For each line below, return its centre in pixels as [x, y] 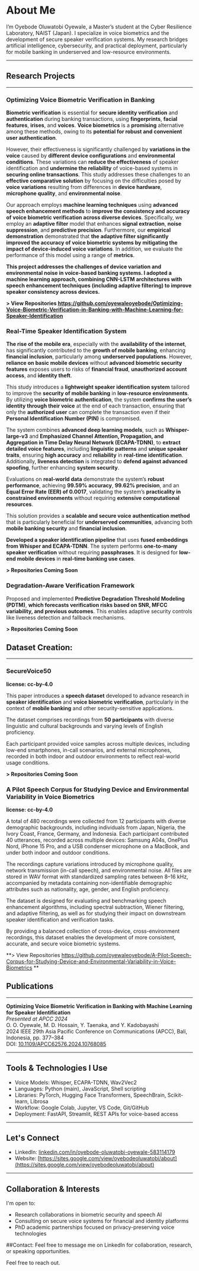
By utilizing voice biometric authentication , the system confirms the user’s [99, 400]
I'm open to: [21, 1203]
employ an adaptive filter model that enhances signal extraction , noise [94, 224]
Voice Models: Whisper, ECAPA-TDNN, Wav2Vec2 [76, 1082]
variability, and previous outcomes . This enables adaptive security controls [99, 611]
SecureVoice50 [29, 671]
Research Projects [41, 76]
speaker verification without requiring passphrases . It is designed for [92, 553]
